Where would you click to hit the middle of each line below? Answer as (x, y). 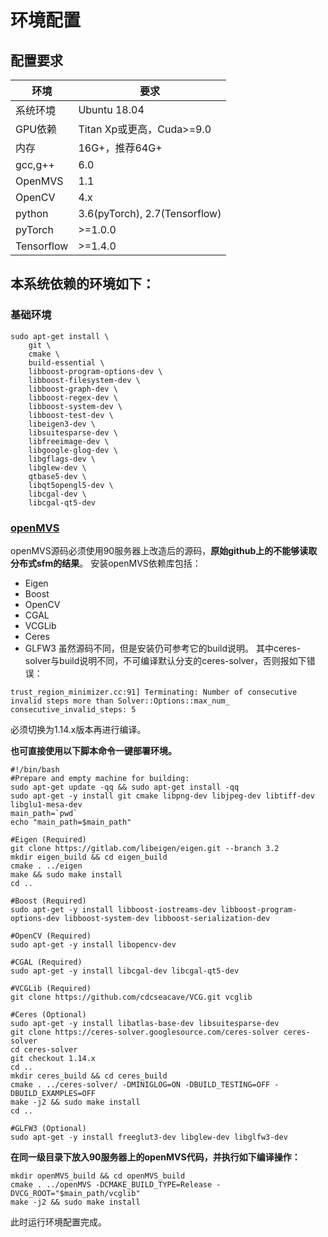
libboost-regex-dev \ (73, 397)
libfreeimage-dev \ (69, 441)
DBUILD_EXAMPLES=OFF (53, 1093)
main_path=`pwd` (44, 813)
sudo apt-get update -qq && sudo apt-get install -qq (125, 787)
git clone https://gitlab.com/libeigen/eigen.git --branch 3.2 (145, 848)
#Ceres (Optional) (48, 1014)
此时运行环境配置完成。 (58, 1222)
